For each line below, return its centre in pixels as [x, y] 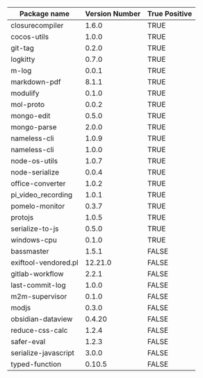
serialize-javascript [43, 353]
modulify [25, 93]
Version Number [113, 14]
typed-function [36, 364]
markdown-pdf [36, 82]
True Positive [170, 14]
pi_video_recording [42, 195]
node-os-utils [34, 161]
